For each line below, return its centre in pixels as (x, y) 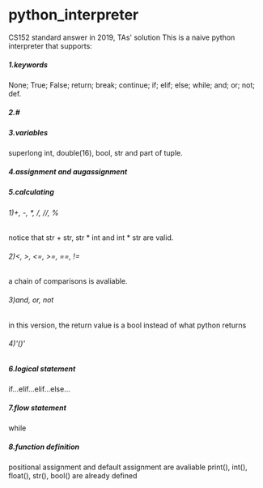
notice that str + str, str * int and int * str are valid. (91, 238)
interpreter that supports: (51, 45)
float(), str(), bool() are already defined (73, 476)
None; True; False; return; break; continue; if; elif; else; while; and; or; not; (131, 85)
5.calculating (31, 192)
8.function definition (44, 447)
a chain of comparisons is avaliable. (68, 281)
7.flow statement (38, 408)
